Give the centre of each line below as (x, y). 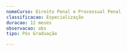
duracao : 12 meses (29, 23)
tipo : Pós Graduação (32, 34)
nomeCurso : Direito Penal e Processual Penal (63, 12)
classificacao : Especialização (45, 17)
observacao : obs (26, 28)
